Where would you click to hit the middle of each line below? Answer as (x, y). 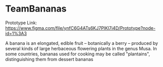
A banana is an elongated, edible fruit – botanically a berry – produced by (82, 43)
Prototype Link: (21, 23)
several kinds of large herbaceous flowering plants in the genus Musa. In (81, 48)
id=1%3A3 (16, 33)
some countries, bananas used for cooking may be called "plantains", (78, 54)
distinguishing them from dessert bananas (49, 59)
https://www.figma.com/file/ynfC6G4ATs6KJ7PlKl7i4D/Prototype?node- (80, 28)
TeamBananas (36, 9)
